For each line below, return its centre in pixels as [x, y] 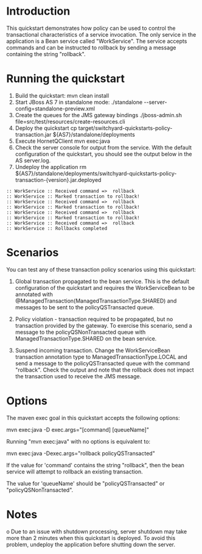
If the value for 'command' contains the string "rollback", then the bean [95, 465]
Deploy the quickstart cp [46, 128]
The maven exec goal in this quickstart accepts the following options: [93, 418]
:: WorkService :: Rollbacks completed [57, 228]
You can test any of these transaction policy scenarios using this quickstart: [101, 269]
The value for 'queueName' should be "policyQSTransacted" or [86, 483]
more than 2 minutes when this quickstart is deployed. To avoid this [91, 538]
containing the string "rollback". [46, 54]
